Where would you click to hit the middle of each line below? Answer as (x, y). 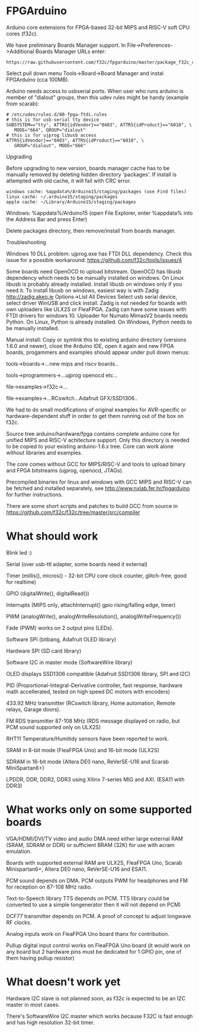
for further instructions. (35, 494)
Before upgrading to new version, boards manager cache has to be (88, 168)
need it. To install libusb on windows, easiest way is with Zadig (82, 290)
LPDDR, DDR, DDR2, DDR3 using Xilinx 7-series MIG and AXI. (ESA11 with (95, 779)
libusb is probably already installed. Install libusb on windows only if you (94, 284)
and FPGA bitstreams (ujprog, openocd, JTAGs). (65, 470)
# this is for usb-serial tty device (53, 120)
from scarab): (23, 103)
